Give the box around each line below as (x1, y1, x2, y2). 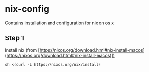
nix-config (5, 3, 50, 15)
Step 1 (5, 34, 25, 42)
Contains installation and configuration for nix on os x (5, 20, 114, 26)
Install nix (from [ (5, 47, 40, 53)
